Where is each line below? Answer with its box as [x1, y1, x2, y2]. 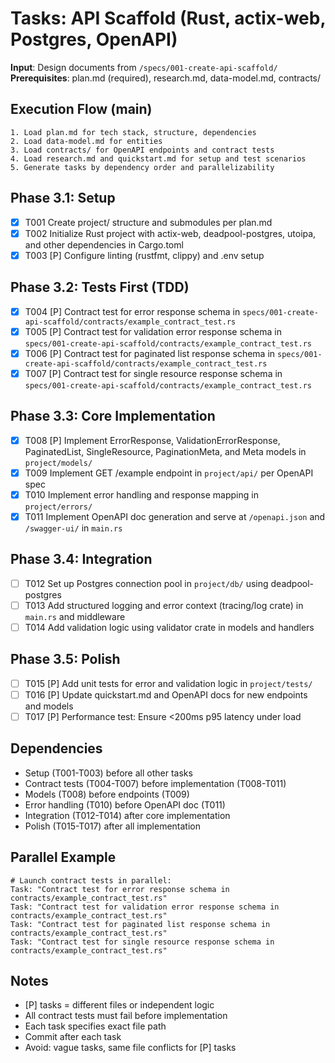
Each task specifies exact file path [24, 1020, 167, 1032]
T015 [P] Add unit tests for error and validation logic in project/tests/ [24, 677, 313, 689]
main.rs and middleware [24, 610, 126, 622]
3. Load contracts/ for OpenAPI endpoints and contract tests [10, 145, 275, 155]
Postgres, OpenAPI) [10, 28, 178, 51]
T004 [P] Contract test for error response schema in [24, 305, 241, 317]
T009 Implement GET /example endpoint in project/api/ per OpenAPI [24, 467, 314, 479]
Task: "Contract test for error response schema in [10, 884, 230, 894]
